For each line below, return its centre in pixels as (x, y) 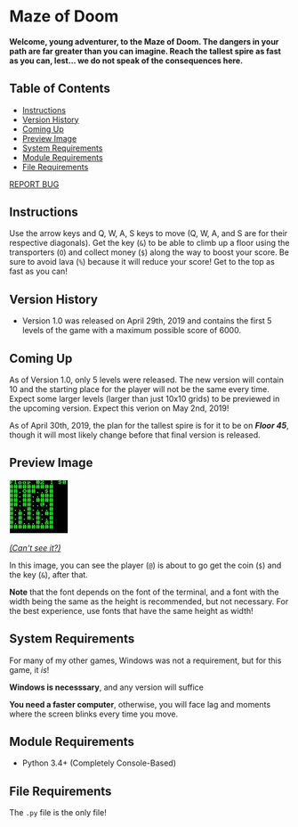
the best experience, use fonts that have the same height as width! (131, 610)
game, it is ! (29, 669)
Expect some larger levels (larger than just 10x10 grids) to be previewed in (145, 399)
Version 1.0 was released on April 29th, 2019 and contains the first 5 (147, 321)
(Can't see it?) (35, 548)
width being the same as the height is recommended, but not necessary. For (149, 601)
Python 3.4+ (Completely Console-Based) (99, 763)
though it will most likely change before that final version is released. (135, 435)
